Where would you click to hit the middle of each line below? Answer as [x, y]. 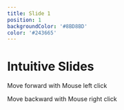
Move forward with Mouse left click [57, 86]
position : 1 [24, 20]
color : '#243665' [32, 33]
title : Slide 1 [29, 13]
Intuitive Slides [51, 67]
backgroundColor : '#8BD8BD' [48, 26]
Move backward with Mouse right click [62, 99]
